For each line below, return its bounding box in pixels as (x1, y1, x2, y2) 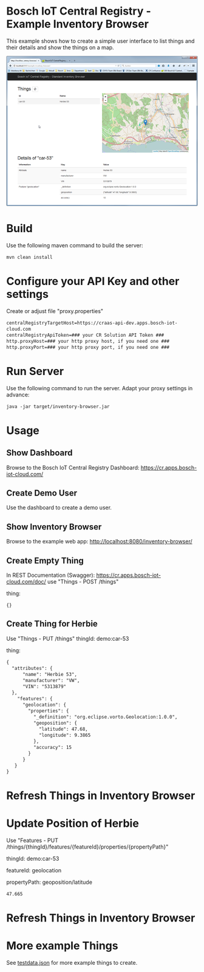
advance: (6, 391, 30, 398)
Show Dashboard (6, 448, 73, 458)
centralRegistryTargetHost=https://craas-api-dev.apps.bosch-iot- (6, 320, 178, 326)
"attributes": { (12, 665, 53, 671)
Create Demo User (6, 488, 78, 498)
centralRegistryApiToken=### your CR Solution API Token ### (6, 332, 165, 338)
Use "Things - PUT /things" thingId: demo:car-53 (6, 635, 129, 642)
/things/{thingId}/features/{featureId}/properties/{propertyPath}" (6, 843, 169, 850)
